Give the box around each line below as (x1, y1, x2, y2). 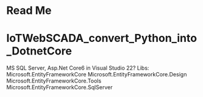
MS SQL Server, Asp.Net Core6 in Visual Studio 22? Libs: (6, 64, 149, 72)
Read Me (6, 4, 52, 18)
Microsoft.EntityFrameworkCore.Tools (6, 77, 102, 85)
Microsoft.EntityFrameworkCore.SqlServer (6, 84, 113, 91)
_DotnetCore (6, 44, 72, 58)
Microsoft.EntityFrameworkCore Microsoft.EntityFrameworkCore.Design (6, 71, 187, 78)
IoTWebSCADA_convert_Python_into (6, 32, 197, 45)
